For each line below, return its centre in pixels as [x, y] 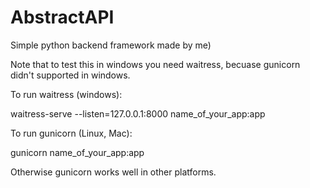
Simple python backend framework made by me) [111, 45]
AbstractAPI [62, 17]
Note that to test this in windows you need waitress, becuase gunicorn [155, 64]
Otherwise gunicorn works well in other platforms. [113, 172]
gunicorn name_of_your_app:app [77, 152]
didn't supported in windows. [70, 75]
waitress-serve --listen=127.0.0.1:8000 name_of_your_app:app [138, 113]
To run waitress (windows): [66, 94]
